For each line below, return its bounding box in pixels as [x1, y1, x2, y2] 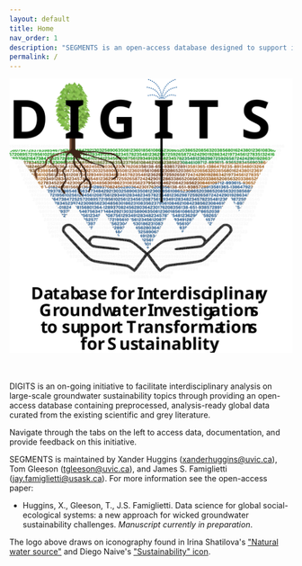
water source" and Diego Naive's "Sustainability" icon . [9, 546, 211, 557]
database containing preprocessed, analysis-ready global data [37, 400, 270, 411]
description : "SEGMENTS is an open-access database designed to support [9, 43, 288, 52]
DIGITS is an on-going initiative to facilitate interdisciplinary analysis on [9, 381, 272, 391]
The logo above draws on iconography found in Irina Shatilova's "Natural [9, 536, 279, 548]
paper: [9, 482, 34, 494]
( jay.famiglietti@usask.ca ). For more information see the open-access [9, 473, 268, 484]
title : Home [9, 23, 54, 33]
